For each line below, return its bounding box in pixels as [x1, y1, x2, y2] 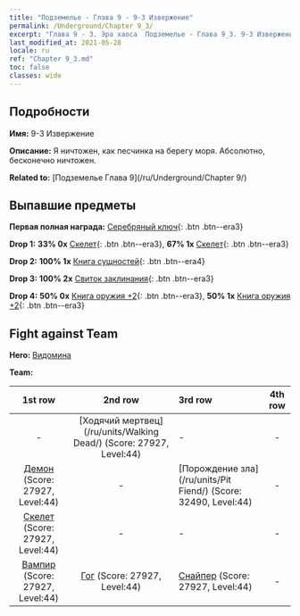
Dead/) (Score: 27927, [72, 437, 170, 449]
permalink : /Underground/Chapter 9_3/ [9, 21, 154, 30]
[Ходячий [79, 414, 121, 427]
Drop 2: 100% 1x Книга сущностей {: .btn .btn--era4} [9, 256, 205, 267]
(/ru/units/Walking [83, 426, 159, 438]
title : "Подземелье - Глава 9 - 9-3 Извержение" [9, 12, 194, 22]
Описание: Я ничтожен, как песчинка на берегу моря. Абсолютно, [9, 145, 265, 156]
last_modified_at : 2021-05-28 [9, 37, 122, 47]
